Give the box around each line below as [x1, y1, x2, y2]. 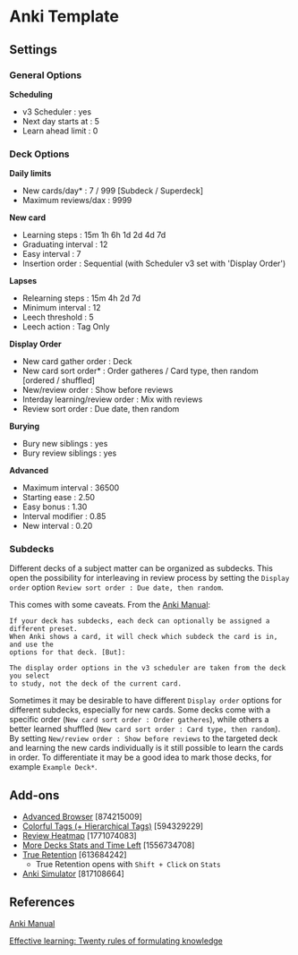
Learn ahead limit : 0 [21, 125, 98, 136]
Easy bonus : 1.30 [21, 501, 88, 512]
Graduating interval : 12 [21, 239, 108, 250]
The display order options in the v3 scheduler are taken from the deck [9, 664, 286, 673]
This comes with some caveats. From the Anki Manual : [9, 600, 211, 610]
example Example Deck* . [9, 762, 98, 772]
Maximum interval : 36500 [21, 482, 120, 493]
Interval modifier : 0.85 [21, 511, 106, 522]
